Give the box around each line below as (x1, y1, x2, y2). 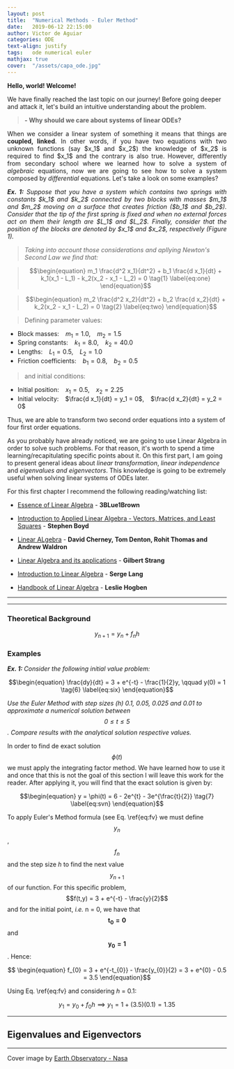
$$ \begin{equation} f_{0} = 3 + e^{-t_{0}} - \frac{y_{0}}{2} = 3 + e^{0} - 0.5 (7, 966, 227, 974)
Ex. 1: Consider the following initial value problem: (7, 664, 150, 673)
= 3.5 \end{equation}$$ (83, 973, 151, 982)
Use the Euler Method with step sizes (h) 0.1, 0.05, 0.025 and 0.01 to (7, 699, 203, 707)
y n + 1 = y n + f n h (94, 630, 140, 639)
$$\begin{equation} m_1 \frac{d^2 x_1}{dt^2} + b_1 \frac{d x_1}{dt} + (29, 266, 222, 275)
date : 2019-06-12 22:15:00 (7, 23, 92, 30)
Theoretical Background (7, 613, 91, 623)
